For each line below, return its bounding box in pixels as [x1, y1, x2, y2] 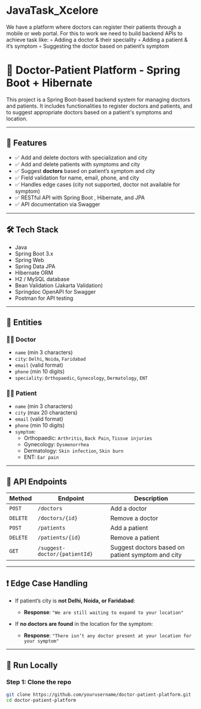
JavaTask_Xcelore [6, 4, 99, 17]
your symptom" [23, 638, 59, 644]
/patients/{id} [38, 534, 81, 541]
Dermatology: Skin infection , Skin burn [23, 447, 124, 455]
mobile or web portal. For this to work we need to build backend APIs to [6, 29, 183, 36]
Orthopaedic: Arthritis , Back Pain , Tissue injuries [23, 434, 153, 442]
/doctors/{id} [38, 515, 78, 522]
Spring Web [14, 256, 44, 263]
